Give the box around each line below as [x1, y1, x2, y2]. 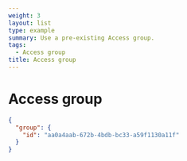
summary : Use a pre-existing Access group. [8, 33, 155, 42]
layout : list [8, 19, 52, 27]
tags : [8, 41, 26, 49]
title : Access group [8, 56, 77, 64]
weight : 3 [8, 11, 41, 20]
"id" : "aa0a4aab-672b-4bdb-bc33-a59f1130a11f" [22, 131, 180, 139]
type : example [8, 26, 56, 34]
